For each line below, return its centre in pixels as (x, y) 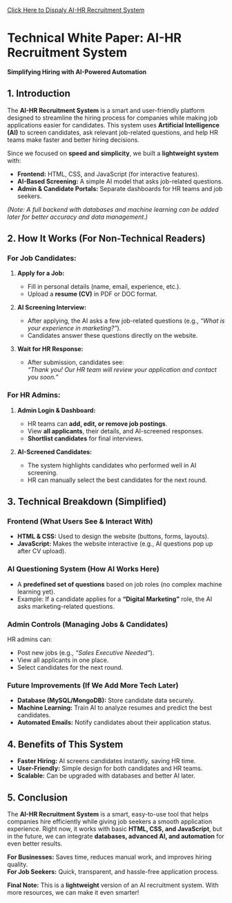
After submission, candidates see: (76, 362)
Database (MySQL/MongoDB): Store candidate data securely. (106, 700)
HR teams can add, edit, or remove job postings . (97, 423)
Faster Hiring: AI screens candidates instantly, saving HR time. (106, 761)
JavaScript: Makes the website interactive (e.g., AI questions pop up (115, 544)
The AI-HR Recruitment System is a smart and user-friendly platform (106, 110)
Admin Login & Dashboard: (56, 410)
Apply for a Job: (41, 274)
